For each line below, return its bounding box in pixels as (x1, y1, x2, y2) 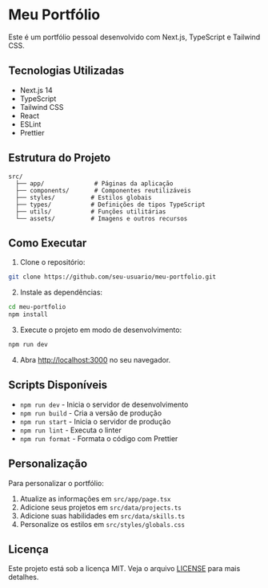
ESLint (19, 119, 42, 129)
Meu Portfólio (8, 6, 101, 24)
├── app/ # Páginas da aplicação (15, 179, 174, 188)
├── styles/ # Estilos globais (15, 193, 152, 201)
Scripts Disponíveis (8, 379, 108, 392)
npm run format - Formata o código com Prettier (19, 433, 178, 443)
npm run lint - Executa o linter (19, 425, 122, 435)
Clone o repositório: (19, 258, 86, 267)
